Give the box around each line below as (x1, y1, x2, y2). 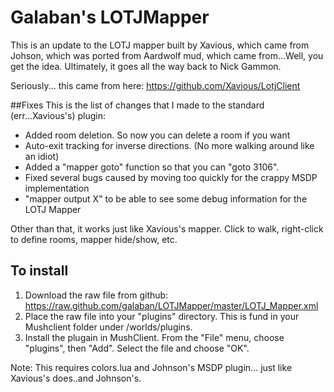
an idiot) (24, 150, 60, 162)
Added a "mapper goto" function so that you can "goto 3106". (24, 161, 280, 173)
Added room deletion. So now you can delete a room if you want (24, 129, 291, 141)
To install (10, 262, 69, 280)
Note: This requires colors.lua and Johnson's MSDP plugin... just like (10, 361, 293, 373)
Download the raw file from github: (24, 289, 169, 301)
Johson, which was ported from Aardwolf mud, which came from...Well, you (10, 49, 324, 61)
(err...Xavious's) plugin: (10, 109, 106, 121)
